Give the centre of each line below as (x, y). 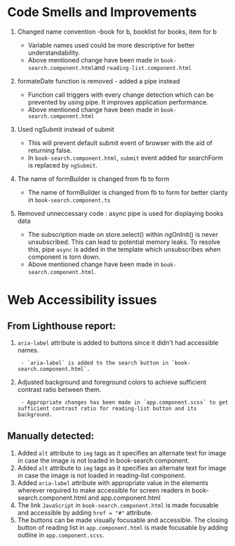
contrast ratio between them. (59, 389)
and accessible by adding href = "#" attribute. (85, 512)
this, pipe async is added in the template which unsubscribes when (124, 249)
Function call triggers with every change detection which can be (121, 95)
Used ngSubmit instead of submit (66, 129)
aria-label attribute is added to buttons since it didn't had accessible (118, 342)
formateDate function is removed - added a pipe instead (99, 81)
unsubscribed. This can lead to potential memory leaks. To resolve (124, 242)
